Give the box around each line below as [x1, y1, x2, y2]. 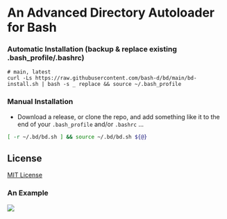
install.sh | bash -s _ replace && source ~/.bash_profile [7, 81, 182, 88]
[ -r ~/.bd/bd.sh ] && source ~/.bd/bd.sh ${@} [7, 133, 148, 140]
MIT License [7, 171, 43, 179]
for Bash [7, 19, 57, 35]
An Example [7, 189, 49, 198]
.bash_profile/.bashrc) [7, 53, 85, 63]
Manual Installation [7, 97, 74, 107]
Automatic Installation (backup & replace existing [7, 44, 177, 54]
